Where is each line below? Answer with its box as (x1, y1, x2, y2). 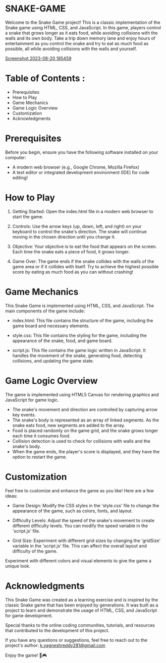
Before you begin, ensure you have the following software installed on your (5, 149, 159, 155)
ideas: (5, 493, 18, 499)
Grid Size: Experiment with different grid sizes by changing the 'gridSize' (12, 538, 161, 543)
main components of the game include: (5, 308, 85, 314)
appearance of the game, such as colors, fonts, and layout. (12, 508, 133, 514)
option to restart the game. (12, 454, 67, 460)
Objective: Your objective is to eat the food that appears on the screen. (12, 243, 157, 249)
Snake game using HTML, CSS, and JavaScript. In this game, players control (5, 24, 161, 30)
